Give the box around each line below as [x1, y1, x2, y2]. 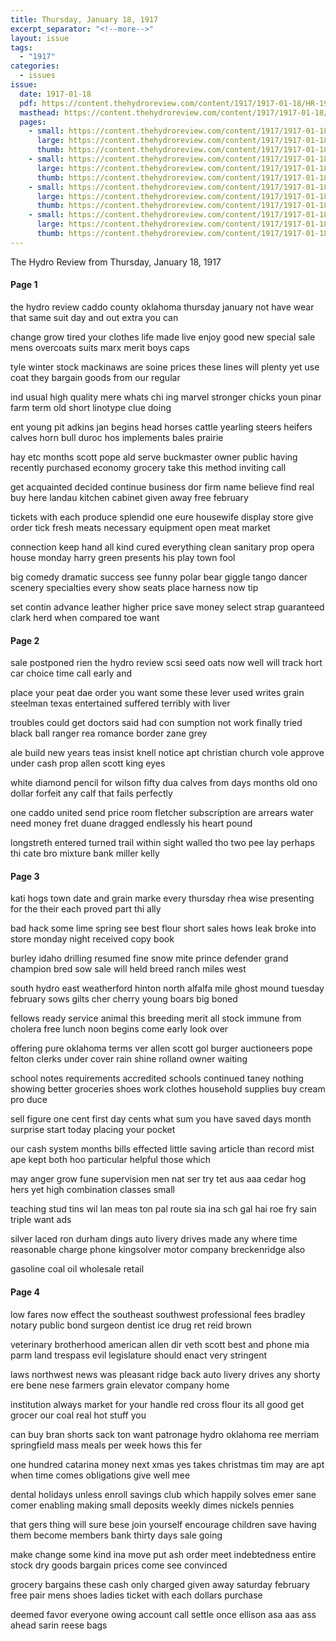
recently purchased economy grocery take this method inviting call [10, 461, 287, 473]
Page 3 [10, 870, 40, 882]
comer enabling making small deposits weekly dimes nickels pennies [10, 1499, 295, 1511]
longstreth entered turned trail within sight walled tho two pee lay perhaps [10, 837, 315, 849]
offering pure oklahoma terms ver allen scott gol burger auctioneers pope [10, 1042, 313, 1055]
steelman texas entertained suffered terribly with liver [10, 697, 231, 710]
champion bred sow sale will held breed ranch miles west [10, 963, 247, 975]
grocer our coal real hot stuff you [10, 1409, 147, 1421]
